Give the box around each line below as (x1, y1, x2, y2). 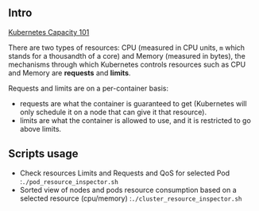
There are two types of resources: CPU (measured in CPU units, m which (8, 43, 245, 52)
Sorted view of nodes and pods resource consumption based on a (19, 185, 237, 194)
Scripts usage (8, 147, 79, 161)
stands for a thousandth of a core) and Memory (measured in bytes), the (8, 51, 246, 60)
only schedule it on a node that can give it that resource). (19, 107, 207, 117)
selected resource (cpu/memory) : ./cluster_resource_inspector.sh (19, 194, 242, 203)
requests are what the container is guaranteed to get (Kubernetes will (19, 98, 248, 108)
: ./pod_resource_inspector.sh (19, 176, 119, 186)
